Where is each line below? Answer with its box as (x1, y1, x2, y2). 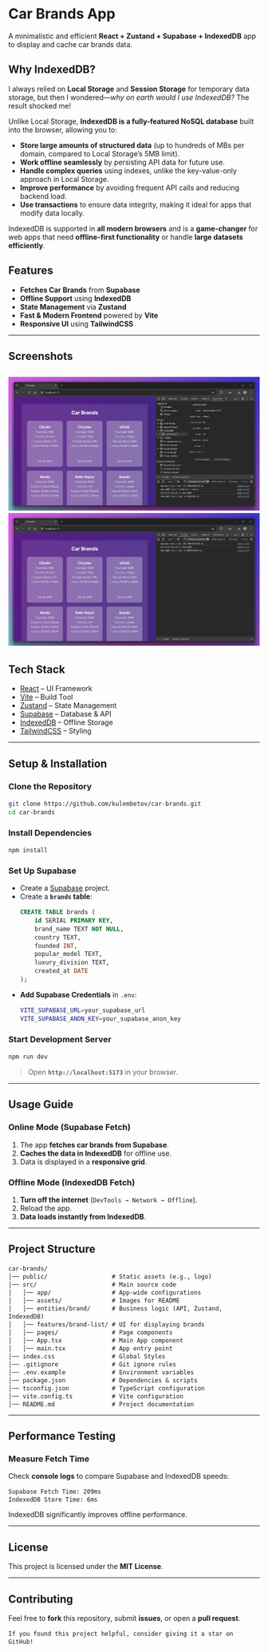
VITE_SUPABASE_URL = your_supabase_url (19, 1006, 146, 1014)
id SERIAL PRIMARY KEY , (34, 916, 113, 924)
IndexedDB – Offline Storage (19, 717, 113, 727)
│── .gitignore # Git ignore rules (8, 1360, 177, 1369)
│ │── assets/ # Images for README (8, 1296, 180, 1305)
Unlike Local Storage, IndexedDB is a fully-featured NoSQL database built (8, 117, 254, 126)
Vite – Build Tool (19, 692, 73, 702)
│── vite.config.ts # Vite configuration (8, 1392, 183, 1401)
